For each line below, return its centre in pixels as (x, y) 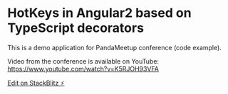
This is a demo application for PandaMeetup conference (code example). (115, 47)
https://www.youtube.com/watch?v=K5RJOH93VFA (83, 69)
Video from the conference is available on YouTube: (83, 61)
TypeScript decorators (76, 28)
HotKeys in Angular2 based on (99, 13)
